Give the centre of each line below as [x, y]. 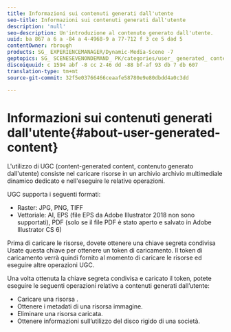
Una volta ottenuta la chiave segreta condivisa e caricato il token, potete [109, 279]
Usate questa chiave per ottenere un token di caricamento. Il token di [105, 251]
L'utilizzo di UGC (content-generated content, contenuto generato [100, 166]
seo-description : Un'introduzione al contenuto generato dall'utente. [110, 33]
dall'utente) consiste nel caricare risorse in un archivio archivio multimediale [115, 174]
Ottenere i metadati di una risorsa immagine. [80, 306]
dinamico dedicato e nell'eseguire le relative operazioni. [86, 181]
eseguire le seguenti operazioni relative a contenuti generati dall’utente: [108, 286]
